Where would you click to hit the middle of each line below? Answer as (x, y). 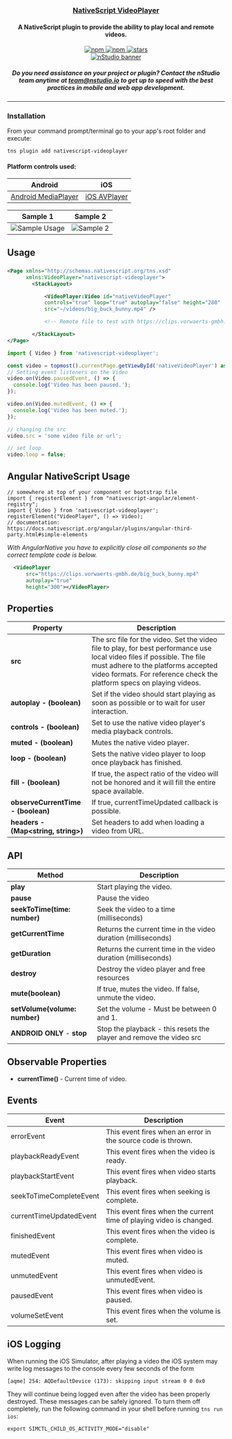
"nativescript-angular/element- (152, 498)
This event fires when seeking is (158, 1192)
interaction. (110, 712)
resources (113, 978)
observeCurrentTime (46, 802)
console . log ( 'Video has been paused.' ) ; (72, 385)
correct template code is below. (52, 555)
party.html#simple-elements (48, 535)
